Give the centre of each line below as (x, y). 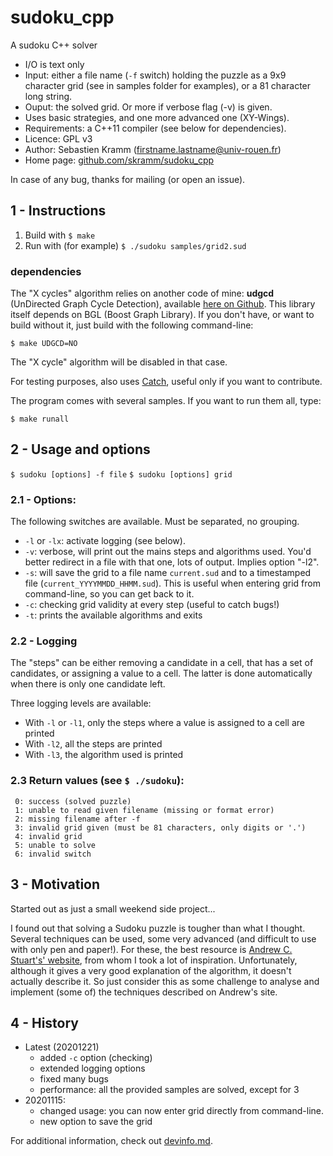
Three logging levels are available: (81, 703)
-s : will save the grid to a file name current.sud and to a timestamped (168, 573)
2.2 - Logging (44, 641)
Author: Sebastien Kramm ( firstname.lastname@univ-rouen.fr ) (153, 149)
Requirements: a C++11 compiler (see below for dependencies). (155, 128)
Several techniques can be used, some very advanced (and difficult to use (163, 938)
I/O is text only (54, 64)
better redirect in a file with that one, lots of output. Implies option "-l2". (172, 562)
